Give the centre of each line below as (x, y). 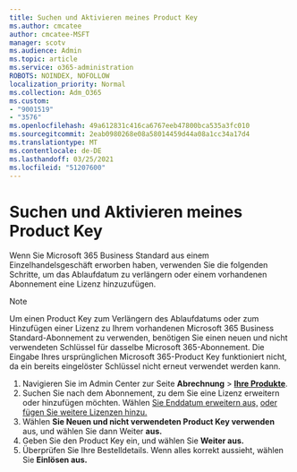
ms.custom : (30, 101)
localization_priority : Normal (68, 84)
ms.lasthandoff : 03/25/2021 (62, 159)
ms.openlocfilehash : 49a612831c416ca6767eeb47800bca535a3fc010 (130, 126)
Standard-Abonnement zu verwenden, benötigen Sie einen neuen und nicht (148, 338)
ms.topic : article (43, 59)
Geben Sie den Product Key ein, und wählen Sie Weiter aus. (133, 441)
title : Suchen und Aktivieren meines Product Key (104, 17)
